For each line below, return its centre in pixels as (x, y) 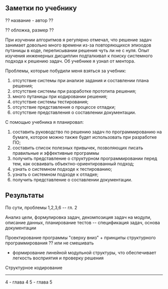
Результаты (24, 196)
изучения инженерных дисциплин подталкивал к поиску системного (79, 56)
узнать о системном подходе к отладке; (55, 174)
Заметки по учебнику (41, 8)
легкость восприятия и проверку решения (58, 258)
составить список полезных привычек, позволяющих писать (78, 148)
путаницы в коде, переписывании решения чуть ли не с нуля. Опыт (77, 50)
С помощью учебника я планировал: (44, 122)
